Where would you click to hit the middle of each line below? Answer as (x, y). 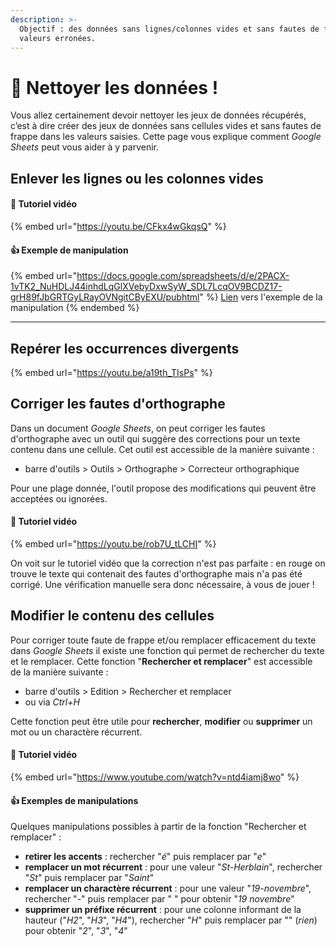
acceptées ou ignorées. (59, 498)
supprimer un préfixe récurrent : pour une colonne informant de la (163, 910)
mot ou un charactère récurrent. (76, 732)
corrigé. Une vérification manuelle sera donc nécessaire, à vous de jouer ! (162, 584)
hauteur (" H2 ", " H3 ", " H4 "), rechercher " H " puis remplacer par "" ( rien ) (171, 920)
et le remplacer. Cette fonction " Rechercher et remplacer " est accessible (161, 661)
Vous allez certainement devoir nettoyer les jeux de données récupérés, (158, 115)
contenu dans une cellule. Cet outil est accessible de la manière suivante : (162, 449)
